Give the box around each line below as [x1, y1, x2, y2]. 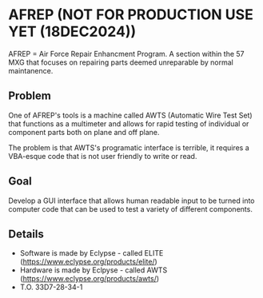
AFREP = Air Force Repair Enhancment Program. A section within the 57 [8, 49, 245, 58]
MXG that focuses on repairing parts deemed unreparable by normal [8, 58, 233, 67]
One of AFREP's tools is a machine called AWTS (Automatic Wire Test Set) [8, 110, 253, 120]
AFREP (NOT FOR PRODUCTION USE [8, 6, 253, 24]
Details [8, 227, 44, 240]
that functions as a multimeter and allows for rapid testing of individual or [8, 118, 249, 129]
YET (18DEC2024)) [8, 22, 137, 41]
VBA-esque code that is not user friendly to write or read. [8, 151, 197, 161]
